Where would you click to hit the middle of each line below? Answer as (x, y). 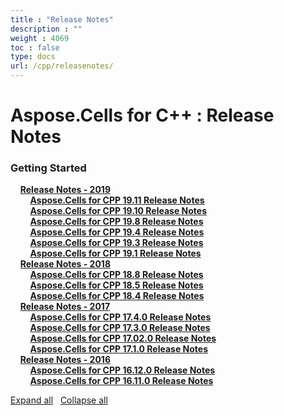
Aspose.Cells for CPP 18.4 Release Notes (117, 296)
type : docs (33, 57)
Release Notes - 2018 (65, 264)
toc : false (35, 47)
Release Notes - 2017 (65, 307)
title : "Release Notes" (62, 19)
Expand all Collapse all (59, 400)
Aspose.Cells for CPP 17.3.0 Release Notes (120, 328)
